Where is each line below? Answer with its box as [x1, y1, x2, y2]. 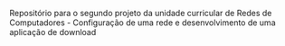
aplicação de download [9, 27, 97, 37]
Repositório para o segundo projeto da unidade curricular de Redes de [9, 8, 272, 18]
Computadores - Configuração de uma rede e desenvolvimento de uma [9, 17, 276, 28]
